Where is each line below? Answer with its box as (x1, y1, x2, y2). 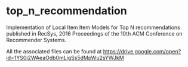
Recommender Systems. (6, 36, 67, 43)
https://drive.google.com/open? (103, 47, 181, 55)
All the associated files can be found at (6, 47, 102, 55)
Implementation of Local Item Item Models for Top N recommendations (6, 24, 180, 31)
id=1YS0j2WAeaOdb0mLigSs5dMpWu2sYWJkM (6, 54, 124, 61)
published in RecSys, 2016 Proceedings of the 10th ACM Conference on (6, 30, 183, 37)
